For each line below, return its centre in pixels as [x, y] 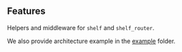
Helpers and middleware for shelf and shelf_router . [81, 27]
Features [26, 11]
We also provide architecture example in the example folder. [91, 41]
